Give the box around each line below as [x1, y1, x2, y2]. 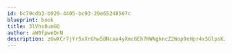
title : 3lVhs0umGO [7, 23, 60, 30]
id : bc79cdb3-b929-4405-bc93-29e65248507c [7, 10, 131, 17]
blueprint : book [7, 17, 54, 23]
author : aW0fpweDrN [7, 29, 64, 36]
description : [7, 36, 45, 43]
